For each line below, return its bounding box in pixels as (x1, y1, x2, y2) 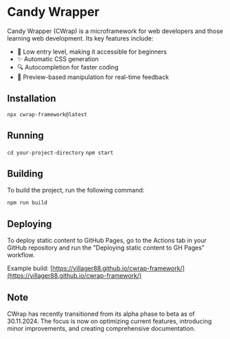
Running (7, 130, 45, 142)
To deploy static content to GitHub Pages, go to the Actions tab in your (7, 237, 207, 245)
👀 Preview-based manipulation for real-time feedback (16, 73, 170, 81)
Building (7, 168, 43, 179)
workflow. (7, 251, 35, 259)
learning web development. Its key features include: (7, 34, 154, 42)
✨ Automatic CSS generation (16, 54, 100, 63)
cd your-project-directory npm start (7, 149, 114, 156)
